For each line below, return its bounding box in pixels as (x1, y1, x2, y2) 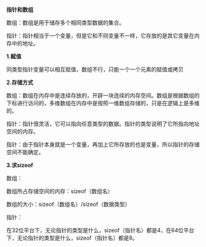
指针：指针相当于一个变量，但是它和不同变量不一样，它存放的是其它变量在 (6, 32, 194, 39)
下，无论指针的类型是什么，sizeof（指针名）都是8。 (6, 234, 138, 241)
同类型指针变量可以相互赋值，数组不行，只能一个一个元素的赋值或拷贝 (6, 66, 184, 73)
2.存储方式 (6, 79, 34, 86)
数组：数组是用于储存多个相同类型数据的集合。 (6, 19, 124, 26)
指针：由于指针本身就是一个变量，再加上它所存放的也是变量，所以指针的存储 (6, 141, 200, 148)
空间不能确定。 (6, 148, 44, 156)
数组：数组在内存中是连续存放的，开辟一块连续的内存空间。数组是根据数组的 (6, 92, 200, 99)
